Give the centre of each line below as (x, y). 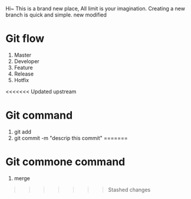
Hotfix (22, 80)
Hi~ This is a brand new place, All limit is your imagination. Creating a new (95, 9)
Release (24, 74)
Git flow (25, 39)
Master (23, 55)
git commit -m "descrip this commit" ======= (71, 138)
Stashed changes (129, 190)
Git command (39, 115)
